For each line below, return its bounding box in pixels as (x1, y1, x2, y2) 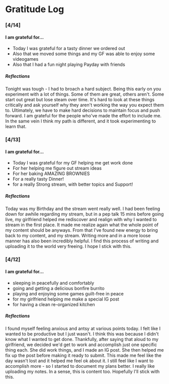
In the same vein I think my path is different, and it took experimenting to (5, 118, 156, 124)
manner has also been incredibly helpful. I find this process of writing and (5, 238, 159, 244)
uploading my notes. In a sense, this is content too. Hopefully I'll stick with (5, 368, 160, 375)
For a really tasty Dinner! (12, 176, 64, 182)
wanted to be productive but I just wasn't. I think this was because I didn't (5, 331, 159, 337)
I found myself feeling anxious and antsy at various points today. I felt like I (5, 325, 161, 332)
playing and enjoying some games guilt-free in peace (12, 290, 124, 296)
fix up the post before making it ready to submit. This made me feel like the (5, 353, 162, 359)
